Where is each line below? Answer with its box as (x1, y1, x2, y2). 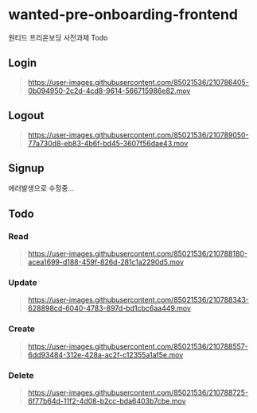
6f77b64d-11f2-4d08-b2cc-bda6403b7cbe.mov (27, 396, 186, 406)
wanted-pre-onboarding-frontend (8, 6, 239, 24)
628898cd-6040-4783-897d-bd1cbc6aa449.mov (27, 303, 191, 313)
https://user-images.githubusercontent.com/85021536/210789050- (27, 129, 249, 140)
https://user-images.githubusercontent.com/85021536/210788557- (27, 342, 248, 351)
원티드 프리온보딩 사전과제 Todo (8, 33, 108, 42)
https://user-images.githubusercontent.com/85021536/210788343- (27, 295, 249, 305)
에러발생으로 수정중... (8, 183, 74, 193)
